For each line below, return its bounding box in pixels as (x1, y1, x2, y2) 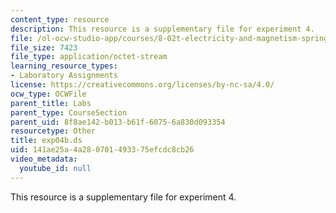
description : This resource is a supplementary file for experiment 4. (10, 24, 315, 34)
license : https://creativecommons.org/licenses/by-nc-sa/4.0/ (10, 80, 275, 90)
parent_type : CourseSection (10, 107, 128, 118)
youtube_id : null (19, 163, 92, 173)
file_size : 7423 (10, 42, 78, 53)
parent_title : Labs (10, 98, 92, 108)
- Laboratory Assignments (10, 71, 118, 81)
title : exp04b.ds (10, 136, 83, 146)
